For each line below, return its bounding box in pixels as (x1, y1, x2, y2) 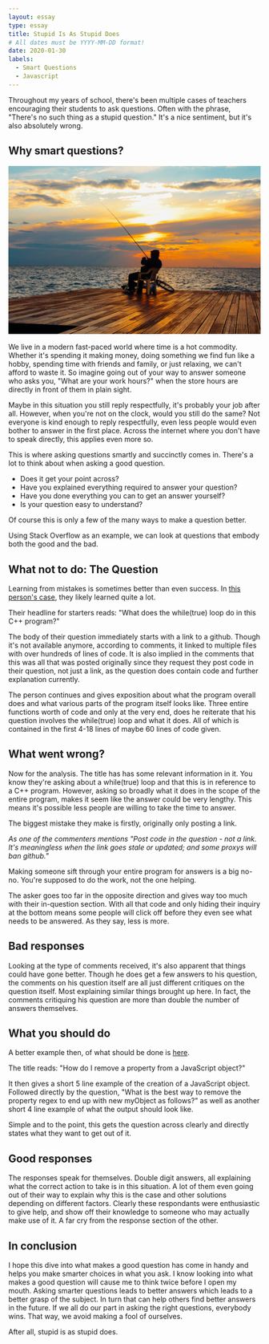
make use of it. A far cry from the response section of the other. (8, 1216, 219, 1225)
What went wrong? (8, 747, 106, 761)
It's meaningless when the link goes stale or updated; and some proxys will (8, 843, 257, 852)
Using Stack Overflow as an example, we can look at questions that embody (8, 530, 260, 541)
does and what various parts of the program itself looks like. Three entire (8, 699, 249, 709)
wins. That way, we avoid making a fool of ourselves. (8, 1312, 183, 1322)
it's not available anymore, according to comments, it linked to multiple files (8, 640, 257, 650)
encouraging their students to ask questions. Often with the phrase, (8, 104, 231, 113)
